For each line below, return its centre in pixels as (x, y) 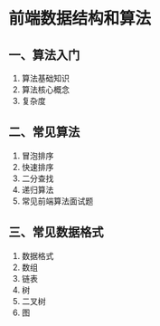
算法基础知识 (45, 78)
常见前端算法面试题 (57, 201)
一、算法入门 (44, 55)
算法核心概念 (45, 90)
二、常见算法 (44, 132)
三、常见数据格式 (56, 232)
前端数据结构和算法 (80, 19)
